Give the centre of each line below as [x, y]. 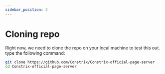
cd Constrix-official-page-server [41, 67]
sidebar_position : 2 [27, 10]
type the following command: [35, 53]
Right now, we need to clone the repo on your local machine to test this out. [83, 48]
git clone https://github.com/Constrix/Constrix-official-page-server [80, 62]
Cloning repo [32, 34]
